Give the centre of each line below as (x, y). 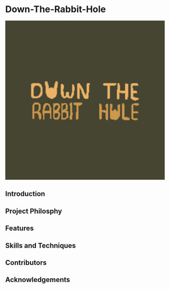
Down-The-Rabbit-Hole (56, 9)
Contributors (26, 262)
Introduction (25, 194)
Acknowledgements (38, 280)
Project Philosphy (34, 211)
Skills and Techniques (40, 245)
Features (19, 228)
